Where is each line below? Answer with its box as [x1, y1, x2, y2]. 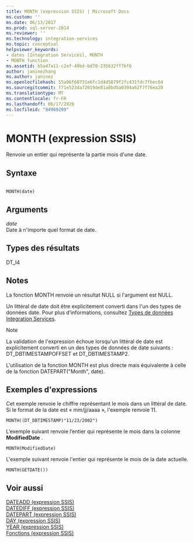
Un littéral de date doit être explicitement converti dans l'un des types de [6, 303, 181, 310]
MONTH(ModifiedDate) [6, 445, 57, 451]
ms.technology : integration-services [6, 36, 98, 42]
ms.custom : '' [6, 14, 41, 20]
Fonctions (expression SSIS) [6, 530, 74, 537]
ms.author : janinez [6, 74, 54, 80]
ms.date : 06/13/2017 [6, 19, 57, 25]
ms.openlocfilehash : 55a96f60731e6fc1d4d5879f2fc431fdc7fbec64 [6, 80, 164, 85]
